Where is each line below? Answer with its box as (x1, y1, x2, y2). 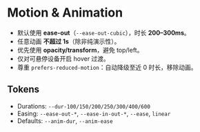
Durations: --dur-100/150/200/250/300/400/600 (17, 102, 150, 110)
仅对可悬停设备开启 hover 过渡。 (17, 54, 110, 63)
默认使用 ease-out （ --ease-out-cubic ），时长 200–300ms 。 (17, 28, 191, 37)
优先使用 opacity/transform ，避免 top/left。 (17, 46, 143, 54)
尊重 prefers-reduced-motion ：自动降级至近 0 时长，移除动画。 (17, 63, 197, 71)
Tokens (7, 84, 40, 95)
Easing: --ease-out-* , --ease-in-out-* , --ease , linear (17, 109, 171, 117)
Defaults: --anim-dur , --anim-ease (17, 116, 113, 125)
